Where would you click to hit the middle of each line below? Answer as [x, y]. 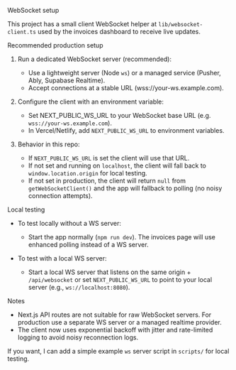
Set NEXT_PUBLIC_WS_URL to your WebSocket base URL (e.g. [119, 115]
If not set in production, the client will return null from [107, 181]
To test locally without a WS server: [69, 223]
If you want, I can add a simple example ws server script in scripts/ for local [118, 351]
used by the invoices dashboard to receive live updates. [119, 32]
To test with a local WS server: [62, 258]
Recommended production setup [55, 45]
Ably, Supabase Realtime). [67, 80]
